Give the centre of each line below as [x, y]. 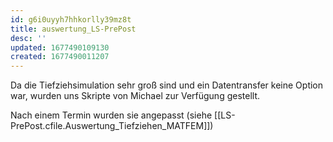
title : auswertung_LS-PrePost [73, 29]
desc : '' [28, 38]
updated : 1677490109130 [60, 47]
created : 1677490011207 [60, 57]
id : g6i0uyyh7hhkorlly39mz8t [71, 19]
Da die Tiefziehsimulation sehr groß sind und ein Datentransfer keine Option [167, 85]
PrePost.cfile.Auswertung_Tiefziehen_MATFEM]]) [112, 126]
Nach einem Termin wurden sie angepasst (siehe [111, 115]
